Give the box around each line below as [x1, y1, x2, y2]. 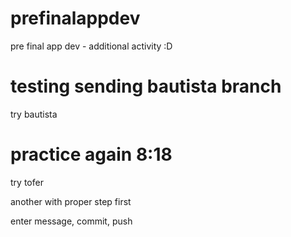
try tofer [10, 176, 44, 188]
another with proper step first [10, 195, 132, 207]
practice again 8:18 [10, 143, 173, 166]
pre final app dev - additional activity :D [10, 40, 173, 52]
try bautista [10, 108, 58, 120]
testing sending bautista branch [10, 75, 282, 98]
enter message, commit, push [10, 215, 133, 227]
